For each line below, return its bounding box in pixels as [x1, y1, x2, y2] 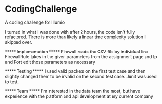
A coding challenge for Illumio [5, 19, 65, 25]
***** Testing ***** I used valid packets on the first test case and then [5, 68, 146, 74]
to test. [5, 79, 19, 85]
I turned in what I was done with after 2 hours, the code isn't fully [5, 29, 135, 35]
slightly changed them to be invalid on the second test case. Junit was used [5, 73, 157, 79]
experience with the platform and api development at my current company [5, 93, 154, 99]
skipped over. [5, 39, 32, 45]
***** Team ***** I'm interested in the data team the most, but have [5, 88, 141, 94]
